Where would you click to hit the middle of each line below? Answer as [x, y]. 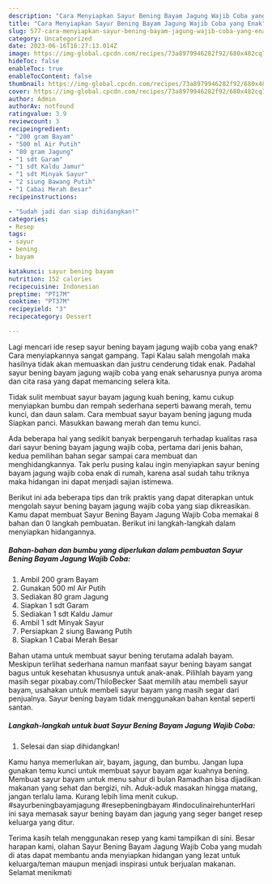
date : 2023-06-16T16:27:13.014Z [63, 46]
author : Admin [32, 99]
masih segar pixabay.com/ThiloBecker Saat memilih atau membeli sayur [128, 681]
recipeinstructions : [43, 197]
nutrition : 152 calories [50, 279]
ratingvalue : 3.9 [38, 114]
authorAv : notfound [41, 106]
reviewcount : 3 [34, 122]
